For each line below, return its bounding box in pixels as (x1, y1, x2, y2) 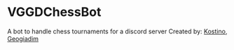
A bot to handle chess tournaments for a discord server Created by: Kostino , (7, 27, 228, 35)
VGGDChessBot (7, 4, 102, 20)
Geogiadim (7, 34, 39, 42)
